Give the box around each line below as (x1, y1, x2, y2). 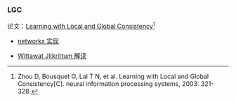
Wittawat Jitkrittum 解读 (17, 51, 86, 60)
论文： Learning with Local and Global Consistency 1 (7, 21, 156, 30)
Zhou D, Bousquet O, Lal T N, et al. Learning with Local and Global (17, 72, 209, 80)
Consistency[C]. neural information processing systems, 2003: (17, 79, 199, 88)
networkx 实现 (17, 36, 60, 45)
